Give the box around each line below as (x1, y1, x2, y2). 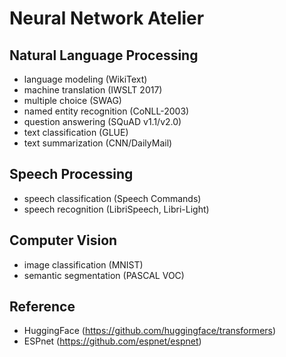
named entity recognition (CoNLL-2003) (23, 105, 190, 117)
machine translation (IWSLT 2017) (23, 84, 163, 96)
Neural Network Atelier (9, 7, 205, 30)
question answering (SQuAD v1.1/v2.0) (23, 116, 182, 127)
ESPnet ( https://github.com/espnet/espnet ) (23, 335, 202, 347)
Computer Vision (9, 232, 118, 249)
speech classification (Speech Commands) (23, 192, 202, 204)
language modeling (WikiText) (23, 73, 148, 85)
